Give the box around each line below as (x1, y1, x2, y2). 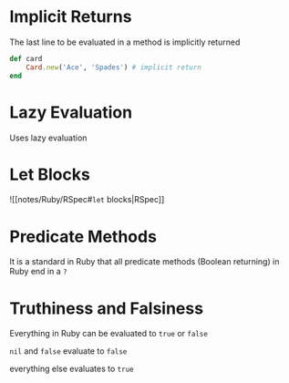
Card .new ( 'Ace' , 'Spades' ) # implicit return (26, 62, 202, 72)
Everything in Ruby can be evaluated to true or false (9, 328, 208, 339)
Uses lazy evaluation (9, 132, 88, 143)
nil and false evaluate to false (9, 346, 128, 357)
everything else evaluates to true (9, 363, 134, 375)
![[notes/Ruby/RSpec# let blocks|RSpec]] (9, 194, 165, 205)
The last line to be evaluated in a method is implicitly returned (9, 36, 241, 47)
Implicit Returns (9, 6, 132, 27)
